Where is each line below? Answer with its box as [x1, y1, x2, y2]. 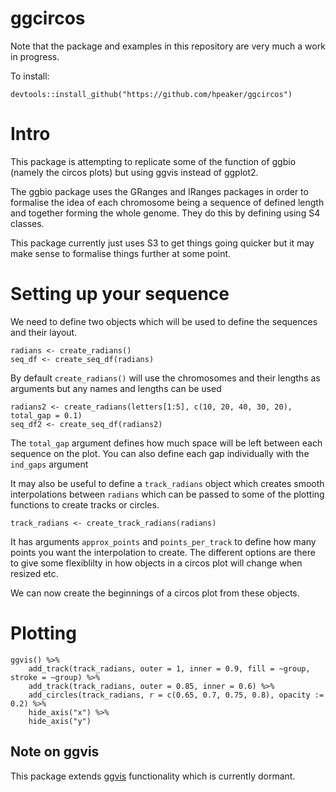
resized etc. [10, 567, 59, 579]
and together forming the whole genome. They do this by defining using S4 [10, 207, 321, 219]
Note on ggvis [10, 743, 100, 761]
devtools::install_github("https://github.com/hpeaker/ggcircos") [10, 89, 293, 99]
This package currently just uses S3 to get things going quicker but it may [10, 237, 315, 249]
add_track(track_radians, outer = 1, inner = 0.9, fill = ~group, [28, 663, 311, 674]
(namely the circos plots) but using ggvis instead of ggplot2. [10, 166, 259, 178]
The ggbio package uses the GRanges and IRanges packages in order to [10, 185, 309, 197]
